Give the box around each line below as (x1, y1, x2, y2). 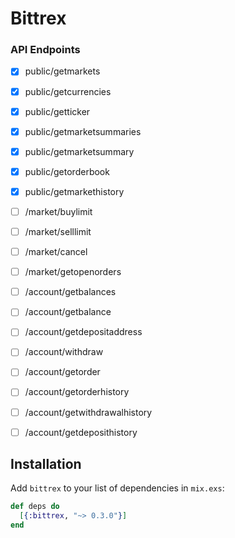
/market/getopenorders (24, 266, 122, 278)
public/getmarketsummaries (24, 125, 142, 137)
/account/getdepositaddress (24, 326, 143, 338)
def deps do (10, 502, 60, 512)
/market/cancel (24, 246, 88, 258)
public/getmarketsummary (24, 145, 135, 157)
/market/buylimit (24, 205, 93, 217)
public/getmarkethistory (24, 185, 125, 197)
